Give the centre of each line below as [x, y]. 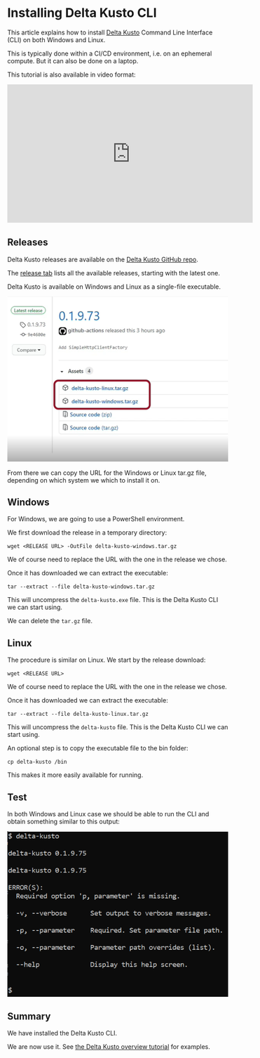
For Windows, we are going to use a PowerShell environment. [96, 519]
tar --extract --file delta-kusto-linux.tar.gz [78, 714]
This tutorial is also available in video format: [71, 74]
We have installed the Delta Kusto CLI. [62, 1033]
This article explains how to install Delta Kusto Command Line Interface [110, 32]
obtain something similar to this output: [64, 821]
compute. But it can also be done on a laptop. [73, 60]
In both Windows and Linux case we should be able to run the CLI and [108, 814]
